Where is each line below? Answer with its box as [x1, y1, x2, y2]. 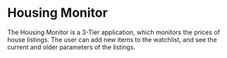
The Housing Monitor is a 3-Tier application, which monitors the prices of [7, 28, 221, 36]
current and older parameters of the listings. [7, 43, 136, 51]
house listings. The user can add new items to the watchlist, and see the [7, 35, 217, 43]
